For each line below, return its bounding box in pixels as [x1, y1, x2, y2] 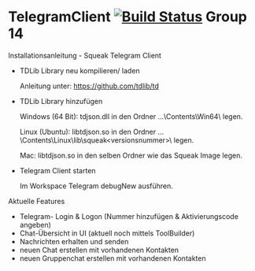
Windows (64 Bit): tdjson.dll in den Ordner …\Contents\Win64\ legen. [19, 111, 243, 121]
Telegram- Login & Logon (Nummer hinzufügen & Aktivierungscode [19, 211, 238, 221]
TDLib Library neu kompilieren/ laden [19, 65, 140, 75]
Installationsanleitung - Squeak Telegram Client [8, 50, 161, 60]
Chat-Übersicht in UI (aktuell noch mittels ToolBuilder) [19, 228, 195, 238]
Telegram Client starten [19, 165, 96, 175]
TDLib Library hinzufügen [19, 96, 103, 106]
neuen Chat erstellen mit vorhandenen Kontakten [19, 245, 179, 254]
